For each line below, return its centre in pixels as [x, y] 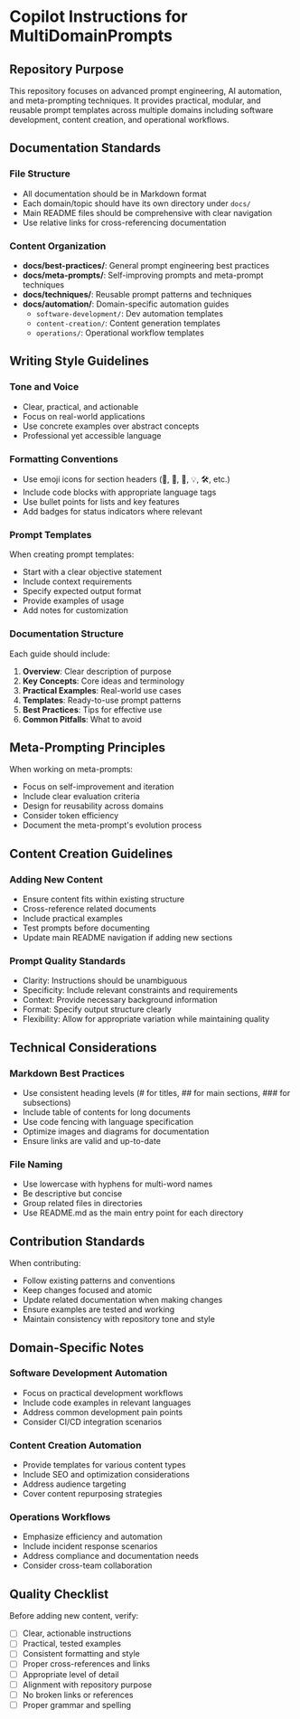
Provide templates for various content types [104, 1465]
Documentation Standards [85, 148]
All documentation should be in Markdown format [114, 194]
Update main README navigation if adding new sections [127, 938]
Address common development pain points [103, 1412]
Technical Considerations [83, 1048]
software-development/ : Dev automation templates [130, 313]
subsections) [47, 1103]
